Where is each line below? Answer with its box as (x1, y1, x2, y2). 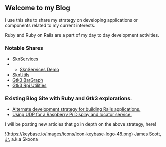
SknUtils (12, 72, 30, 78)
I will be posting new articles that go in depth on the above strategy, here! (5, 121, 156, 127)
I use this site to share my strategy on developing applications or (5, 17, 138, 23)
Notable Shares (5, 44, 44, 51)
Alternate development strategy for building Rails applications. (12, 106, 141, 112)
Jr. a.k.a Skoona (5, 136, 38, 142)
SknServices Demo (19, 67, 59, 73)
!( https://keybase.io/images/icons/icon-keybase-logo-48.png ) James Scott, (5, 131, 161, 137)
